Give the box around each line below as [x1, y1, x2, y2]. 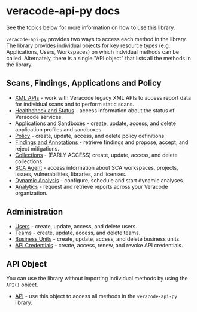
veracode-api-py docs [6, 4, 120, 18]
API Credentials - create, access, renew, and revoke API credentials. [14, 241, 183, 249]
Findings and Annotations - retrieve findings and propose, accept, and [14, 139, 189, 146]
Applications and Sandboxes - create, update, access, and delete [14, 120, 177, 127]
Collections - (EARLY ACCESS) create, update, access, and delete [14, 151, 178, 158]
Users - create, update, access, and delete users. [14, 222, 138, 230]
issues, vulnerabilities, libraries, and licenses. [14, 170, 127, 178]
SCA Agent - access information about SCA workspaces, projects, [14, 164, 178, 171]
